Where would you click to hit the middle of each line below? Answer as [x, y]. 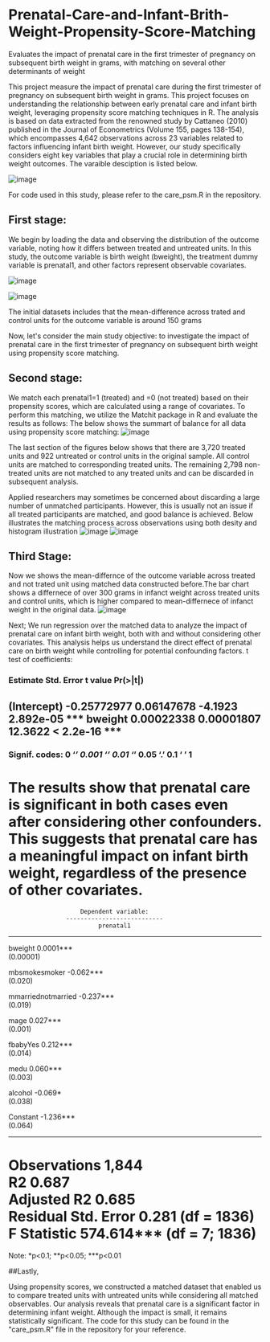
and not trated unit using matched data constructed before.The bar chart [129, 584]
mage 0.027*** [35, 1020]
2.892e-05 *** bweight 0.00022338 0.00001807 [135, 719]
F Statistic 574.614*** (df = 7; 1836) [133, 1233]
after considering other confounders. [135, 822]
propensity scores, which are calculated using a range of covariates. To [127, 406]
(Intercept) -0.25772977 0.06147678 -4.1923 [123, 706]
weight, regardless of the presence [128, 873]
